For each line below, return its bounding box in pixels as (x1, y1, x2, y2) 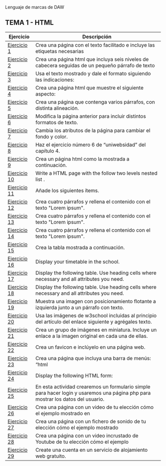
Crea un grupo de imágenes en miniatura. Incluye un (35, 326, 157, 333)
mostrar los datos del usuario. (35, 396, 105, 403)
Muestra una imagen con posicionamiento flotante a (35, 298, 157, 305)
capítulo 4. (35, 147, 60, 154)
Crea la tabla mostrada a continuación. (35, 244, 125, 251)
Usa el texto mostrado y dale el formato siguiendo (35, 70, 151, 77)
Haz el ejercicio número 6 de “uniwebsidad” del (35, 141, 146, 148)
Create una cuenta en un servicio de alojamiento (35, 446, 148, 453)
